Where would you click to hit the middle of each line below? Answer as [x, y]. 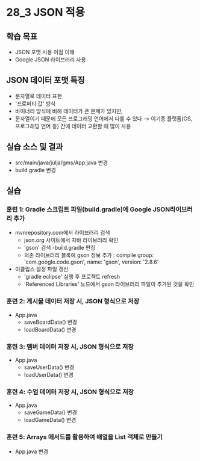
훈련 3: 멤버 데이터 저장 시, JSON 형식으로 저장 [70, 347]
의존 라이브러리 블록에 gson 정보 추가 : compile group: [89, 255]
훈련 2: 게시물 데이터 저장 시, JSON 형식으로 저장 [73, 302]
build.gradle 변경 [35, 170]
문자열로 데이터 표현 [38, 96]
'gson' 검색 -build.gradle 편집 [60, 248]
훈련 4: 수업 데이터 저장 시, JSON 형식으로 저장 [70, 392]
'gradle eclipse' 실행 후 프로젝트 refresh [72, 277]
